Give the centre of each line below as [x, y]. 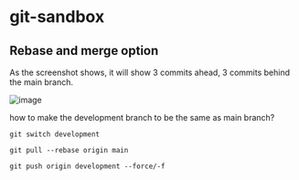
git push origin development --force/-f [88, 166]
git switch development [55, 134]
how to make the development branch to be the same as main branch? [142, 117]
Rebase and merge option [84, 51]
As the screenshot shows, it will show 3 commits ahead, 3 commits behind [150, 72]
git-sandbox [57, 17]
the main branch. [41, 82]
